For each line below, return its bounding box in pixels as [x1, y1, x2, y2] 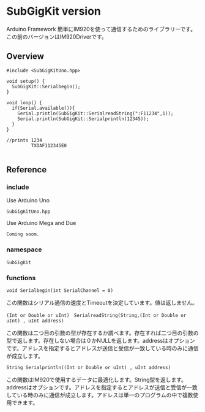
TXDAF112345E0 [31, 142, 67, 148]
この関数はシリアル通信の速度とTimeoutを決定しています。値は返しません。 [6, 299, 198, 307]
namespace [6, 245, 42, 254]
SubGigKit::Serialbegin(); [12, 83, 81, 90]
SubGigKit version [6, 4, 101, 18]
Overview [6, 51, 45, 62]
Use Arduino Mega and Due [6, 219, 76, 227]
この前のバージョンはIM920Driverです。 [6, 32, 107, 40]
